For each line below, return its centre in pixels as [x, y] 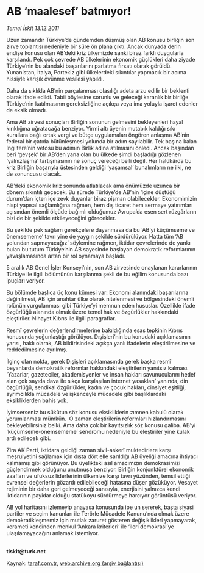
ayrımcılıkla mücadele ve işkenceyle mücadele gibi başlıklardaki [86, 394]
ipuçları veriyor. [26, 280]
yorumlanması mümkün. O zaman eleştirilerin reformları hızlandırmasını [96, 419]
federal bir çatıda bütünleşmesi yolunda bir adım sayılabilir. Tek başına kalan [102, 141]
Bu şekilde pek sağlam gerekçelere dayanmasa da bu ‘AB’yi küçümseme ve [100, 229]
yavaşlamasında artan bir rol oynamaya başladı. [66, 256]
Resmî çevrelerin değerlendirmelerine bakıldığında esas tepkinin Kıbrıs [95, 330]
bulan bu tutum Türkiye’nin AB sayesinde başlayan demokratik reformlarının [101, 249]
